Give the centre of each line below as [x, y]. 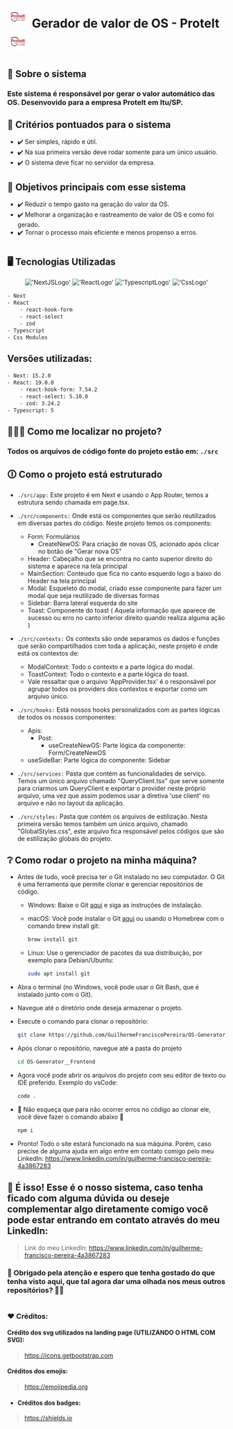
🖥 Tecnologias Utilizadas [61, 262]
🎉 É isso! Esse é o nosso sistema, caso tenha [105, 1188]
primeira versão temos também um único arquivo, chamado [103, 824]
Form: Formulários [54, 536]
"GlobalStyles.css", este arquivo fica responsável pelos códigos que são [121, 831]
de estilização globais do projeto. [64, 838]
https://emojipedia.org [56, 1387]
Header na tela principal [62, 580]
